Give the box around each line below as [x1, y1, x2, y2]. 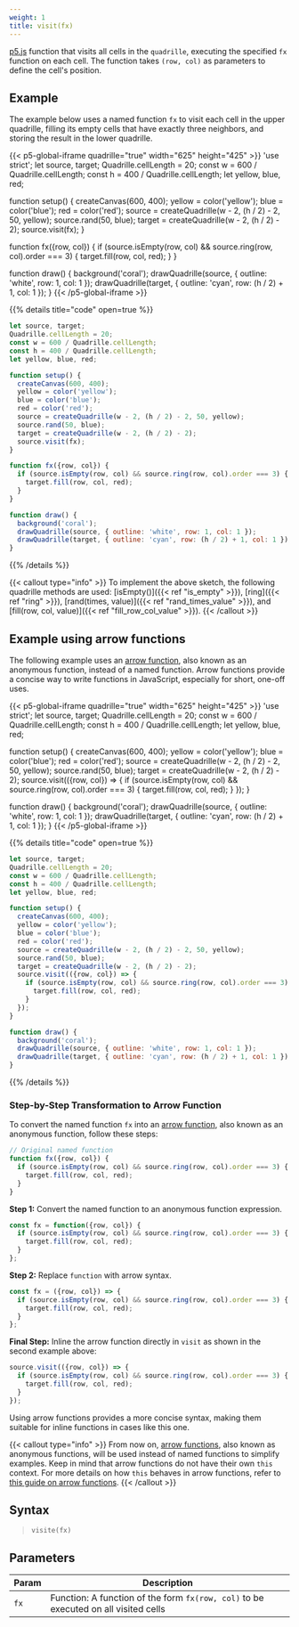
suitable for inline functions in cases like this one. [9, 1421, 190, 1432]
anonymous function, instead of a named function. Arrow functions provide [9, 664, 286, 675]
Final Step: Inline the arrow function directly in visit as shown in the [9, 1337, 261, 1347]
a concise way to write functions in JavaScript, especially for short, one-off [9, 674, 286, 684]
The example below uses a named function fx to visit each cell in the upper [9, 114, 286, 125]
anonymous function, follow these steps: [9, 1128, 158, 1140]
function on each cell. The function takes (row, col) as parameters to [9, 55, 266, 66]
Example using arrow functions [9, 631, 186, 647]
